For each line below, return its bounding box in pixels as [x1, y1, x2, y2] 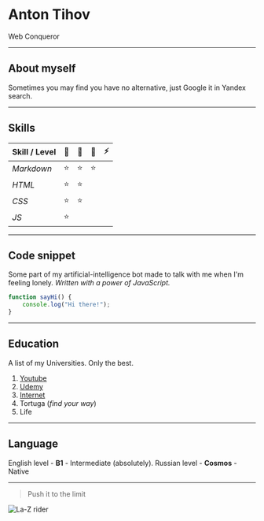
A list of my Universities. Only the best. [8, 358, 134, 367]
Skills [8, 121, 35, 135]
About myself [8, 61, 76, 76]
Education [8, 337, 60, 351]
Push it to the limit [27, 489, 86, 498]
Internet [19, 390, 46, 400]
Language [8, 437, 59, 451]
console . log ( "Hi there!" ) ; [22, 301, 111, 309]
